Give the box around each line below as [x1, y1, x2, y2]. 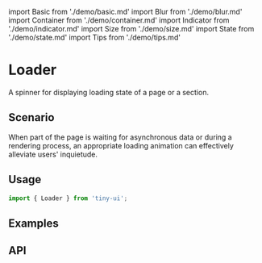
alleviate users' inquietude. [8, 149, 98, 159]
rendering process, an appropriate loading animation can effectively [8, 140, 234, 150]
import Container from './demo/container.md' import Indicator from [8, 15, 230, 25]
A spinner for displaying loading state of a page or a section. [8, 87, 210, 97]
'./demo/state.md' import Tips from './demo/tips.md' [8, 32, 181, 42]
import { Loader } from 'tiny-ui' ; [8, 194, 128, 202]
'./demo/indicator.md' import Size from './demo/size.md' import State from [8, 24, 255, 33]
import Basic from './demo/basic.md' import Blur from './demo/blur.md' [8, 7, 243, 16]
